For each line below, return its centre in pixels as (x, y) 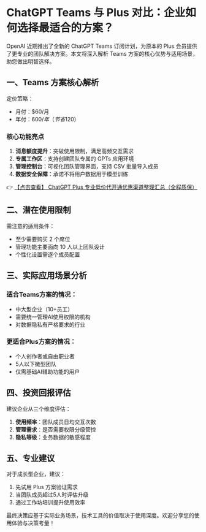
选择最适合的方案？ (66, 28)
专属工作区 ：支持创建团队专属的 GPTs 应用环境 (74, 159)
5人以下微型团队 (36, 364)
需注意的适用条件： (31, 226)
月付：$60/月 (32, 112)
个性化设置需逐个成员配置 (48, 254)
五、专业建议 (31, 458)
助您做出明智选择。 (31, 61)
